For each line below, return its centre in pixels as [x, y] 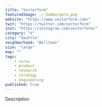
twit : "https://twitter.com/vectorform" [48, 24]
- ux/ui [22, 61]
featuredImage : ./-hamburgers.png [41, 15]
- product [25, 66]
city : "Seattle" [22, 38]
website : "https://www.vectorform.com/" [48, 19]
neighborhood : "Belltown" [32, 43]
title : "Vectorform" [27, 10]
